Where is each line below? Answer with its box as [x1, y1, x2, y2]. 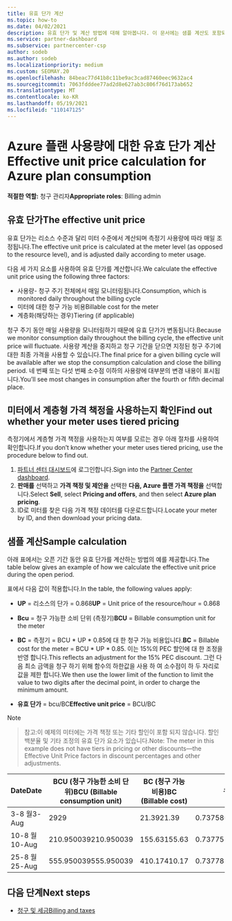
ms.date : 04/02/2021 [7, 23, 67, 30]
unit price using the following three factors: [7, 272, 130, 281]
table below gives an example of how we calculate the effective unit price [7, 563, 216, 571]
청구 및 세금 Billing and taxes [17, 906, 95, 914]
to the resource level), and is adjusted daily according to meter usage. [7, 250, 206, 258]
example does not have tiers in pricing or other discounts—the [23, 744, 202, 753]
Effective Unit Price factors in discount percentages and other [23, 752, 200, 760]
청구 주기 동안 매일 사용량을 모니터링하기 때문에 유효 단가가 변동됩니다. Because [7, 325, 222, 334]
